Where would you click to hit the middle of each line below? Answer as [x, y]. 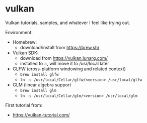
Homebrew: [25, 42]
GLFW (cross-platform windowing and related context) [69, 69]
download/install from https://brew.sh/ [60, 47]
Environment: [19, 32]
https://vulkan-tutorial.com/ [41, 115]
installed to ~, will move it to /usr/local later [64, 63]
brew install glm [38, 90]
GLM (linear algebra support [42, 85]
